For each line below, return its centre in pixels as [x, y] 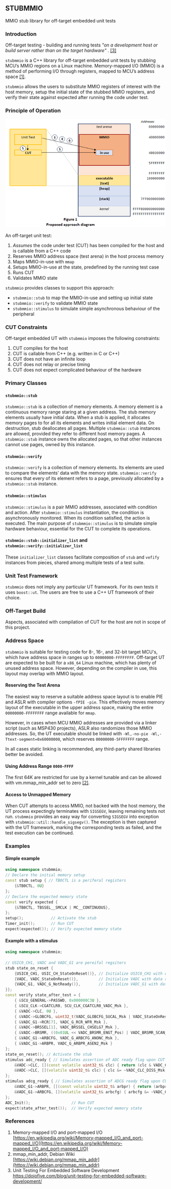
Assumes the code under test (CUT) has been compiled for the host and [88, 245]
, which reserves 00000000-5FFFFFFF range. [105, 739]
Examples [18, 846]
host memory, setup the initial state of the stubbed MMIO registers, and [80, 92]
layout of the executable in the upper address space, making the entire [79, 707]
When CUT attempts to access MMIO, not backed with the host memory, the [85, 806]
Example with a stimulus [32, 940]
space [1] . [16, 77]
